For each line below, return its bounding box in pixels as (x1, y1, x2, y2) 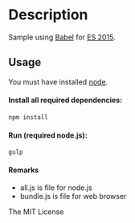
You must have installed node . (8, 76, 108, 86)
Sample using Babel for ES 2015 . (8, 32, 116, 42)
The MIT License (8, 207, 64, 217)
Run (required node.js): (8, 130, 88, 140)
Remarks (8, 165, 39, 175)
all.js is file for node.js (19, 183, 92, 192)
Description (8, 6, 88, 24)
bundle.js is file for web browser (19, 192, 127, 201)
